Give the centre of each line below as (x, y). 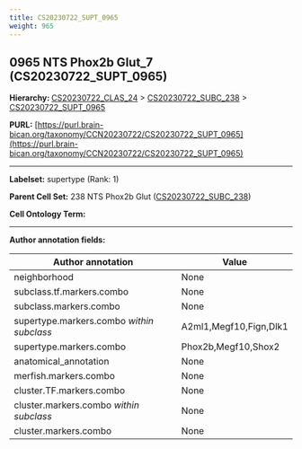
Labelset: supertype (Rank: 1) (64, 180)
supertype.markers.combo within (84, 321)
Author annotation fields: (58, 240)
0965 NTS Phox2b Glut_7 (81, 62)
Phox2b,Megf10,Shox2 (231, 347)
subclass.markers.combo (67, 306)
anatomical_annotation (62, 362)
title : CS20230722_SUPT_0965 (64, 18)
